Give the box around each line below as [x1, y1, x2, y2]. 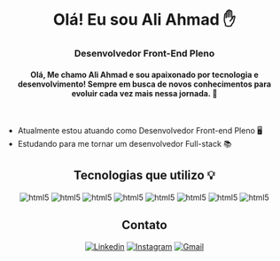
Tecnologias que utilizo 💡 [74, 167, 215, 182]
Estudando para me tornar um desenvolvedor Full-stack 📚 [17, 139, 232, 150]
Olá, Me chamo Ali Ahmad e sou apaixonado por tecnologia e [30, 69, 259, 80]
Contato [121, 218, 167, 233]
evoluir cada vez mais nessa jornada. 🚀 [71, 88, 218, 98]
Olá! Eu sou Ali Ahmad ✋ [52, 10, 237, 30]
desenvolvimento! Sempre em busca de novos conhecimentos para [17, 79, 272, 89]
